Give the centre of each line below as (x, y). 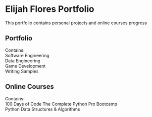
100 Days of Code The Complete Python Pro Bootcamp (61, 104)
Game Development (25, 66)
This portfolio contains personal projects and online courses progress (76, 23)
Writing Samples (22, 71)
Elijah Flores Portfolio (50, 9)
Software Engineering (27, 55)
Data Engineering (23, 61)
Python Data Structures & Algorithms (43, 109)
